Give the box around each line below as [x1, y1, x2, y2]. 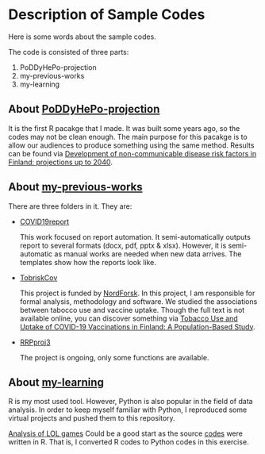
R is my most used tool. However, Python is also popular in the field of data [8, 397, 253, 406]
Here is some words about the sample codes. [8, 32, 156, 41]
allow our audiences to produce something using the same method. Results [8, 140, 255, 150]
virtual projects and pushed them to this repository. [8, 414, 176, 423]
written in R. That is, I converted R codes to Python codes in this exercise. [8, 437, 249, 447]
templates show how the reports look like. [19, 257, 156, 267]
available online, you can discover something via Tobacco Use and [19, 314, 238, 323]
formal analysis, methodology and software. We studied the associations [19, 296, 258, 306]
